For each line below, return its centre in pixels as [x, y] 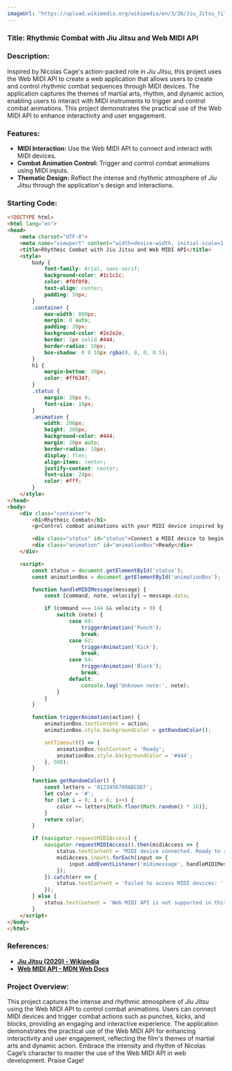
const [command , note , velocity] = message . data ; [117, 596]
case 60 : [81, 621]
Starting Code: [32, 203]
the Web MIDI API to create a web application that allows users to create [110, 79]
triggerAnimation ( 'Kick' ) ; [120, 647]
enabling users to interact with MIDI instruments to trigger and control [106, 100]
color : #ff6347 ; [67, 378]
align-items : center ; [75, 462]
